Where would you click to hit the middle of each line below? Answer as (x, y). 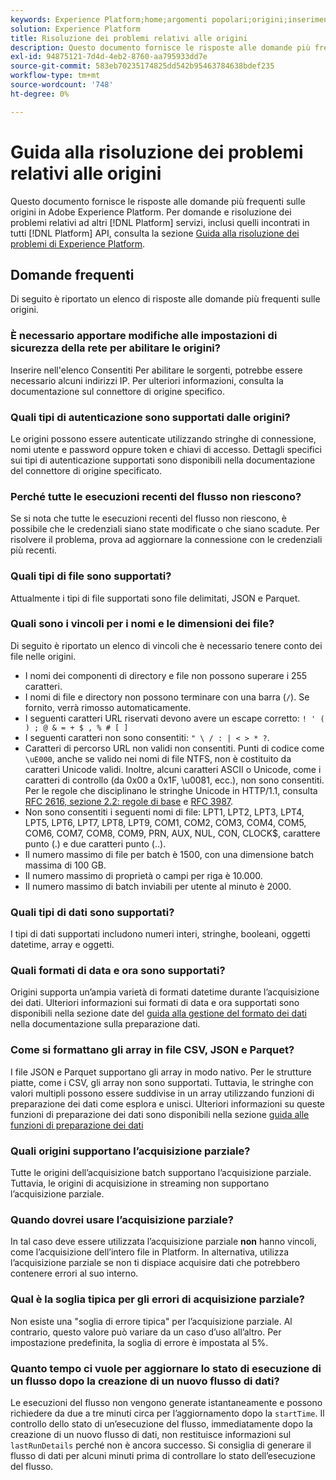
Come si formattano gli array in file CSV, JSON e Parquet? (152, 1050)
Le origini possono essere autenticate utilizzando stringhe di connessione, (163, 438)
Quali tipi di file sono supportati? (91, 576)
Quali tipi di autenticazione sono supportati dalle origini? (150, 417)
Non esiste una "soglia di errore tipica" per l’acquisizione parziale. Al (151, 1321)
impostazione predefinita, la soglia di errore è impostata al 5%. (139, 1342)
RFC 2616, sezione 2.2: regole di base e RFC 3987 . (129, 801)
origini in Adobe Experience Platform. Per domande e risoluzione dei (151, 212)
